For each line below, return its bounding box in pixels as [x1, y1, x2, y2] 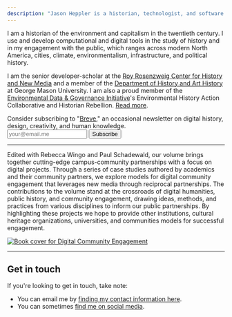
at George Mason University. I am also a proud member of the [7, 86, 183, 94]
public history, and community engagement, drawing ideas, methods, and [7, 194, 217, 203]
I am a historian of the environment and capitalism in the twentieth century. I [7, 29, 224, 37]
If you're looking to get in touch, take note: [7, 282, 128, 290]
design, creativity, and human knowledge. [7, 121, 126, 130]
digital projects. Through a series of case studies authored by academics [7, 165, 215, 173]
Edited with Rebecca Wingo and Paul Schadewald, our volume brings [7, 150, 204, 158]
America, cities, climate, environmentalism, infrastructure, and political [7, 51, 208, 59]
